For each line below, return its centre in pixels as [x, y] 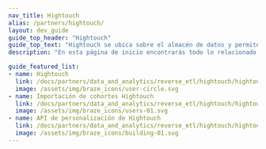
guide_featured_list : [44, 67]
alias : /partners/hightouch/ [56, 23]
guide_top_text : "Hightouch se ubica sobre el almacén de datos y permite [134, 45]
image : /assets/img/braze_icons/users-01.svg [92, 111]
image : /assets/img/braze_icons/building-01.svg [97, 133]
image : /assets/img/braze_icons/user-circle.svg [97, 89]
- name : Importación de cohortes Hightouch [81, 96]
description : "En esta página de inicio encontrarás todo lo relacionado [133, 52]
